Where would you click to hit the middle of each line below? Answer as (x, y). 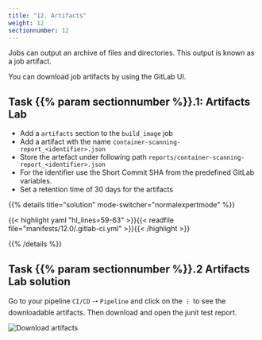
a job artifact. (30, 61)
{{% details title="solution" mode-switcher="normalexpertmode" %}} (122, 205)
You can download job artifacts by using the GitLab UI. (97, 77)
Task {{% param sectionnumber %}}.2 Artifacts (129, 269)
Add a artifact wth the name (65, 142)
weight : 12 (26, 23)
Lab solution (40, 282)
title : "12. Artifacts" (48, 15)
